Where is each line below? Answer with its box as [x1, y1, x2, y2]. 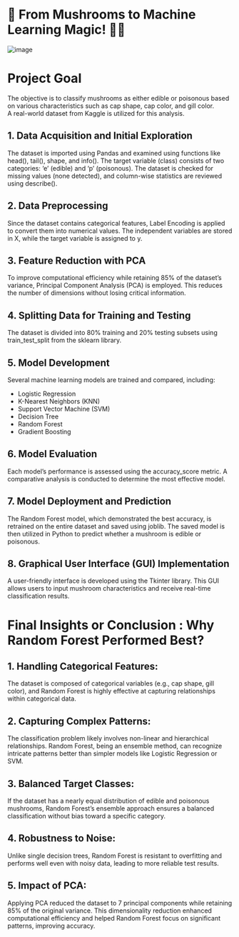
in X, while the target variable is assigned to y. [7, 234, 143, 242]
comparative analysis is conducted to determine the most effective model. [7, 474, 226, 483]
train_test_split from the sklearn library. [7, 336, 122, 345]
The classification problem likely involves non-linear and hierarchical [7, 734, 209, 743]
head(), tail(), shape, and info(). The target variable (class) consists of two [7, 156, 225, 165]
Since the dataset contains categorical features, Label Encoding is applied [7, 219, 225, 227]
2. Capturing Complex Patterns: [7, 715, 151, 727]
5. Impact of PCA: [7, 880, 87, 892]
